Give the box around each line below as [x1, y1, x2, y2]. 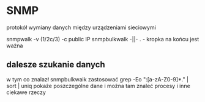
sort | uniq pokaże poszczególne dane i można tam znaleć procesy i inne [6, 82, 191, 89]
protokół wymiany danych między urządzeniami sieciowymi [6, 24, 156, 31]
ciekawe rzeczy [6, 89, 46, 96]
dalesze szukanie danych [6, 59, 105, 70]
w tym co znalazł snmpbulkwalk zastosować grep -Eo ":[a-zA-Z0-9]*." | [6, 75, 188, 83]
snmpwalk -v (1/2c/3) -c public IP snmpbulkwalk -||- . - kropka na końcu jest [6, 35, 199, 42]
